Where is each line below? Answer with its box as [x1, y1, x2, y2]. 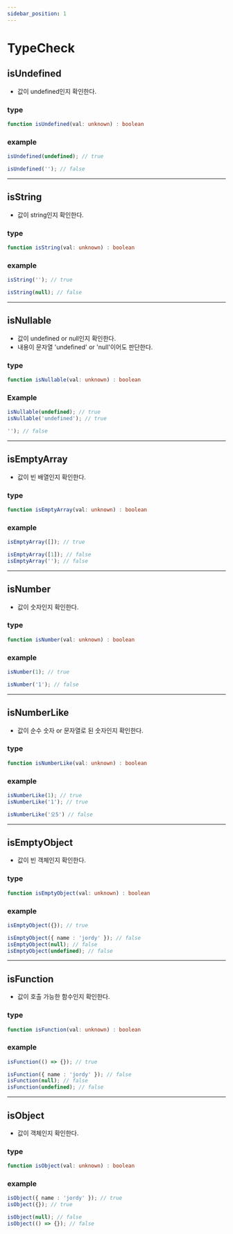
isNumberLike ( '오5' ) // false [7, 811, 94, 818]
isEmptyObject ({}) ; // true [7, 922, 89, 929]
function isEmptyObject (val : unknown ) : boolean [7, 890, 150, 897]
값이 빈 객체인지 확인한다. [17, 856, 87, 865]
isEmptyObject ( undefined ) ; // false [7, 947, 113, 954]
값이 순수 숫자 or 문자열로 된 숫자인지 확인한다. [17, 726, 144, 735]
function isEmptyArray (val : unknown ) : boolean [7, 506, 148, 513]
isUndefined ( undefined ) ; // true [7, 153, 104, 160]
